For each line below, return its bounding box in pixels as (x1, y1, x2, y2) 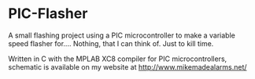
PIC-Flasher (8, 5, 88, 23)
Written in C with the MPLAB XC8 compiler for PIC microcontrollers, (8, 54, 227, 63)
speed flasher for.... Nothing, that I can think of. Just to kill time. (8, 38, 214, 48)
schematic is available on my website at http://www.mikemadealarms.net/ (8, 62, 247, 71)
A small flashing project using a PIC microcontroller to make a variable (8, 31, 236, 40)
